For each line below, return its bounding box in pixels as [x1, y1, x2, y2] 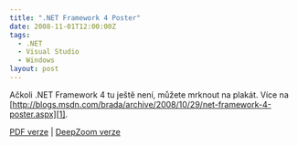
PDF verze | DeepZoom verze [9, 126, 122, 137]
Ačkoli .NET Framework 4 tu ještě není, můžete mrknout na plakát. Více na [9, 89, 290, 100]
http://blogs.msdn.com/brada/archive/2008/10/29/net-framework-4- [12, 99, 271, 109]
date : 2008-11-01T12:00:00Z [9, 22, 117, 31]
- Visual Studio [17, 47, 80, 57]
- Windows [17, 56, 55, 65]
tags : [9, 30, 30, 39]
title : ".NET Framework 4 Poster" [9, 13, 142, 23]
